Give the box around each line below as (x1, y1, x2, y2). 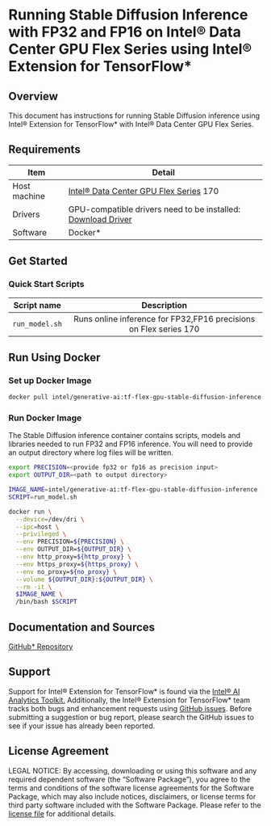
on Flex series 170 (128, 323, 200, 335)
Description (140, 299, 188, 310)
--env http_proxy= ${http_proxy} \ (15, 553, 131, 561)
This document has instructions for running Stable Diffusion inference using (8, 111, 261, 120)
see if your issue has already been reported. (8, 721, 156, 731)
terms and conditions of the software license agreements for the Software (8, 782, 254, 793)
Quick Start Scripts (8, 279, 85, 290)
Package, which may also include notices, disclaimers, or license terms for (8, 791, 256, 801)
